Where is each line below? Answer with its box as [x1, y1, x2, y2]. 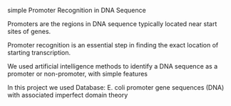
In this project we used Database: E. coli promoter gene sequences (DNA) [7, 83, 225, 91]
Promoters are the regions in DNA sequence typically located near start [7, 20, 217, 28]
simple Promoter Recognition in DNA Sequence [7, 6, 146, 14]
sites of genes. [7, 28, 51, 35]
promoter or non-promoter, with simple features [7, 70, 148, 78]
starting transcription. [7, 49, 71, 57]
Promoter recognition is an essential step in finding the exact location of [7, 41, 219, 49]
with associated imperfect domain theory [7, 91, 128, 99]
